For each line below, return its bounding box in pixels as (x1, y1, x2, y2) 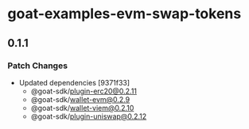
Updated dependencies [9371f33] (18, 78, 130, 87)
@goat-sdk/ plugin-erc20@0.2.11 (30, 86, 137, 96)
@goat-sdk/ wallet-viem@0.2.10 (30, 103, 134, 112)
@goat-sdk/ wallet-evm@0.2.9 (30, 94, 130, 104)
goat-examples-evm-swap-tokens (7, 5, 242, 23)
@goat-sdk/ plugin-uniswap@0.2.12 (30, 112, 147, 121)
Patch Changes (7, 60, 68, 71)
